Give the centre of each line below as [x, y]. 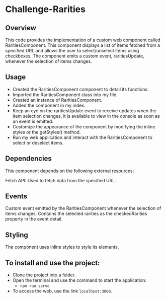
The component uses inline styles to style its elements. [62, 247]
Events [16, 197]
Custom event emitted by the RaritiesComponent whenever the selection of [83, 208]
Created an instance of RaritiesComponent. [57, 100]
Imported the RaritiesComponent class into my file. [65, 95]
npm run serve [35, 286]
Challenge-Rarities [45, 9]
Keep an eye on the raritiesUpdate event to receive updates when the [85, 110]
